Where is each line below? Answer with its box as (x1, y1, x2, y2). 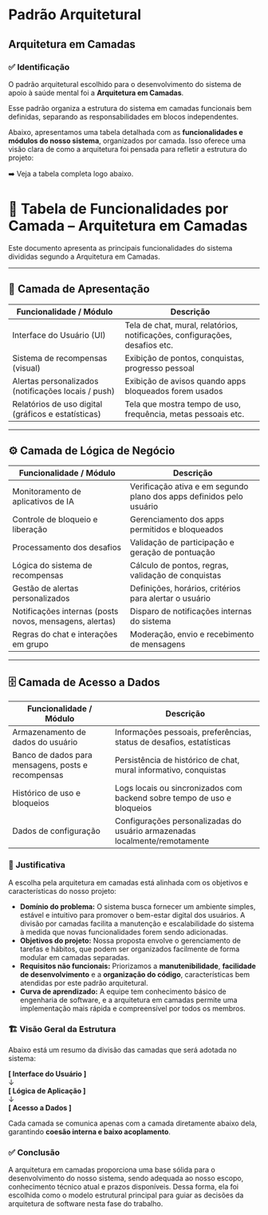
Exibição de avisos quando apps (124, 375, 246, 387)
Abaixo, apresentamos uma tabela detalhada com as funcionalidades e (8, 127, 243, 137)
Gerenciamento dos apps (130, 514, 225, 525)
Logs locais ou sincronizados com (114, 783, 242, 794)
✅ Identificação (8, 62, 70, 73)
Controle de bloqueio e (12, 514, 98, 525)
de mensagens (130, 639, 186, 650)
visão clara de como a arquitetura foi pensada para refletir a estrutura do (8, 144, 247, 153)
